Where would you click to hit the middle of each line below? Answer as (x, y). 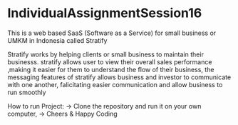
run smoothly (27, 92)
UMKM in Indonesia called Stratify (57, 40)
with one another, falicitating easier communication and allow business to (115, 84)
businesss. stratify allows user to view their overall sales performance (110, 61)
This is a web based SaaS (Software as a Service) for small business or (112, 33)
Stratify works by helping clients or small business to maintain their (106, 54)
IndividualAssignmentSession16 (105, 13)
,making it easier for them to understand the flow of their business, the (111, 69)
